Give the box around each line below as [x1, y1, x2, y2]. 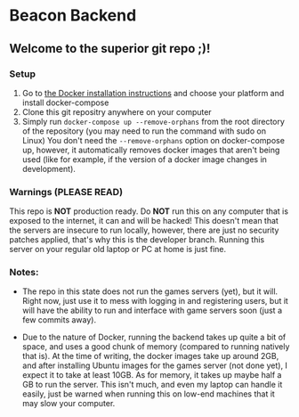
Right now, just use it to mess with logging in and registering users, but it [21, 296, 289, 307]
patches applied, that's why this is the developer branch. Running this [9, 234, 265, 245]
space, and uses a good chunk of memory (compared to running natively [21, 341, 290, 352]
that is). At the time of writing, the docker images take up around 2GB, [21, 351, 279, 362]
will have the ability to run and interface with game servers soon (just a [21, 305, 283, 316]
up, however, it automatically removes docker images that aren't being [21, 144, 280, 155]
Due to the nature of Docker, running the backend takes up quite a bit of [21, 331, 287, 343]
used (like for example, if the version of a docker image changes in [21, 153, 267, 165]
